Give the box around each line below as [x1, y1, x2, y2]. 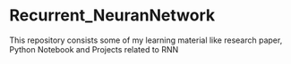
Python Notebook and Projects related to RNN [9, 44, 179, 54]
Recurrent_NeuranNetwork [9, 5, 216, 26]
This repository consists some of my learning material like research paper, [9, 35, 283, 45]
